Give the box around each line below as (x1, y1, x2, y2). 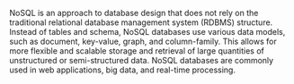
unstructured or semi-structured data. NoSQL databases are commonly (9, 55, 274, 65)
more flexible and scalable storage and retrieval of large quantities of (9, 46, 265, 56)
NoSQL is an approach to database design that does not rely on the (9, 8, 259, 18)
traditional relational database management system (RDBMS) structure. (9, 17, 273, 28)
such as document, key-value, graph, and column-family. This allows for (9, 36, 277, 46)
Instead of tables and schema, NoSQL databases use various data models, (9, 27, 286, 37)
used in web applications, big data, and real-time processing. (9, 64, 236, 75)
